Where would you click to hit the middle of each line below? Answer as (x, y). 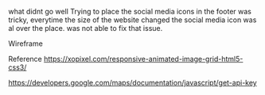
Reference (25, 59)
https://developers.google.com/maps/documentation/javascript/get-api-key (132, 83)
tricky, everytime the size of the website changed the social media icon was (132, 20)
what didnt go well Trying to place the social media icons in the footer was (130, 11)
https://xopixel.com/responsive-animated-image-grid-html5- (143, 59)
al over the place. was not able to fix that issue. (86, 28)
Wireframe (26, 44)
